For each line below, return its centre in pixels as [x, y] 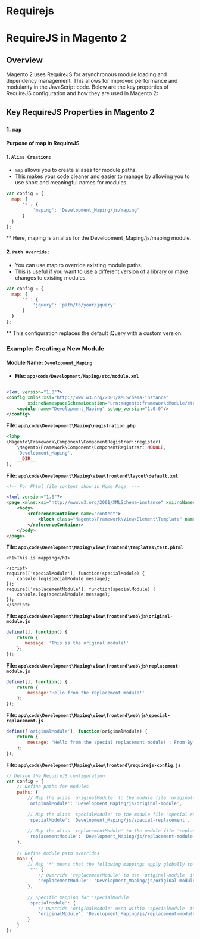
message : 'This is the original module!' [77, 643]
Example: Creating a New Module [55, 348]
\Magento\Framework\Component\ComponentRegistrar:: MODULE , [92, 447]
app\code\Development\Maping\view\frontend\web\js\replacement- [99, 666]
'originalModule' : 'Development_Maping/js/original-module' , [105, 803]
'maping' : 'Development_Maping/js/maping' [86, 210]
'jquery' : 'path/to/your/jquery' [74, 305]
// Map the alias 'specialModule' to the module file [96, 814]
